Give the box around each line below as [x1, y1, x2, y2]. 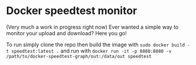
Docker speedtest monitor [6, 4, 138, 18]
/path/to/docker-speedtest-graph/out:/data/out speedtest [6, 53, 152, 59]
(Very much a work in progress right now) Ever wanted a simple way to [6, 23, 179, 30]
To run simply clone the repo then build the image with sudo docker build [6, 41, 185, 48]
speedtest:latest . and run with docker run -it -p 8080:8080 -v [11, 47, 172, 54]
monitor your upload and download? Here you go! [6, 29, 127, 36]
